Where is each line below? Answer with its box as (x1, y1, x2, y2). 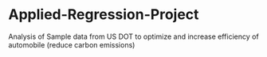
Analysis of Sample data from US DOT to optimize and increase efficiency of (8, 32, 259, 41)
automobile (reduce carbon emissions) (8, 40, 135, 49)
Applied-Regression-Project (8, 6, 199, 24)
